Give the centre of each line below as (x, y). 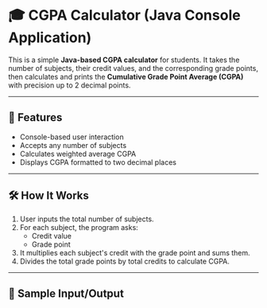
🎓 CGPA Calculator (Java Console (124, 16)
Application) (50, 38)
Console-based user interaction (72, 137)
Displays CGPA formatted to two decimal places (98, 162)
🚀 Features (35, 117)
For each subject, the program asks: (79, 227)
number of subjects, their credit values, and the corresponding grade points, (133, 68)
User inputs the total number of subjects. (87, 219)
